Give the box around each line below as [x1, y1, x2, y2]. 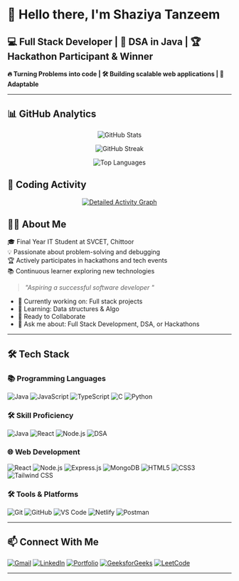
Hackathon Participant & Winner [7, 50, 154, 63]
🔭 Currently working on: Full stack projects [17, 297, 143, 305]
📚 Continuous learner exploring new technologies [7, 267, 155, 276]
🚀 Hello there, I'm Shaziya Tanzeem [7, 6, 221, 23]
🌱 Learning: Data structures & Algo [17, 305, 119, 313]
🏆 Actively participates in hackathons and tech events [7, 256, 168, 265]
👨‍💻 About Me [7, 219, 67, 231]
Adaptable [7, 80, 39, 88]
